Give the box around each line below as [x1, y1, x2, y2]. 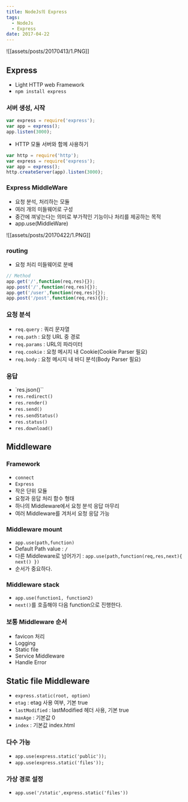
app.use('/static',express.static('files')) [14, 789, 129, 796]
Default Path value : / [14, 545, 68, 552]
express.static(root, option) [14, 693, 91, 699]
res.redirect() [14, 393, 53, 399]
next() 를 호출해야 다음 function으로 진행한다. [14, 601, 123, 608]
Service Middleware [14, 652, 65, 659]
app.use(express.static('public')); [14, 753, 107, 759]
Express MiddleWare [6, 184, 68, 192]
